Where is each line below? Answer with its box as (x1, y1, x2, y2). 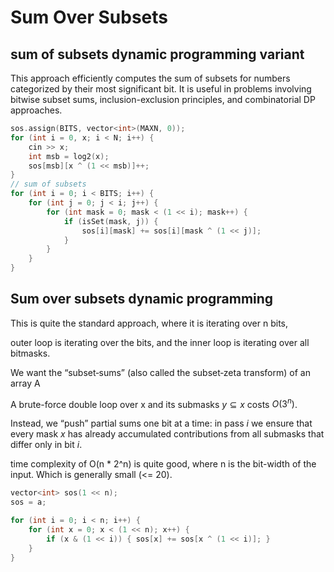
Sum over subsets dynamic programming (10, 291, 274, 308)
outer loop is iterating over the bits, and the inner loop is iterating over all (10, 336, 310, 348)
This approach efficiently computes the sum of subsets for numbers (10, 72, 291, 84)
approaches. (10, 104, 63, 116)
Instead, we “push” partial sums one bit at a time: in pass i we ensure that (10, 417, 313, 430)
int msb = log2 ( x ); (28, 151, 110, 161)
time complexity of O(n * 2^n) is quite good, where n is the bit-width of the (10, 458, 317, 470)
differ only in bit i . (10, 439, 83, 451)
